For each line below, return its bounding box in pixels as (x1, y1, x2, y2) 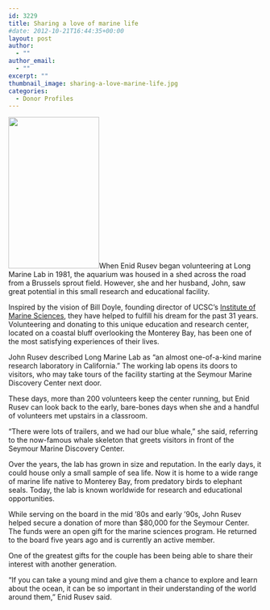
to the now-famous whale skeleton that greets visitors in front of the (8, 435, 235, 445)
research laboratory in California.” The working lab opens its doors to (8, 361, 238, 371)
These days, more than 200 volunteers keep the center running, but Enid (8, 393, 250, 404)
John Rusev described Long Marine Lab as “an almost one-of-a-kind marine (8, 352, 262, 362)
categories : (8, 86, 48, 95)
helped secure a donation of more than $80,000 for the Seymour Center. (8, 518, 250, 528)
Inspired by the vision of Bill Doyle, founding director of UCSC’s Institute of (8, 302, 256, 312)
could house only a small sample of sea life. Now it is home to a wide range (8, 468, 259, 477)
